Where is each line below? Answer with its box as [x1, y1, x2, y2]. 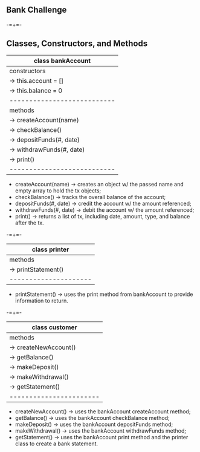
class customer [31, 323, 77, 332]
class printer [31, 245, 69, 254]
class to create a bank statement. [15, 440, 98, 447]
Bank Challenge [6, 5, 67, 15]
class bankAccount [34, 56, 91, 65]
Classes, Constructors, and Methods [6, 39, 148, 49]
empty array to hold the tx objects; [15, 187, 102, 194]
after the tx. [15, 219, 44, 226]
